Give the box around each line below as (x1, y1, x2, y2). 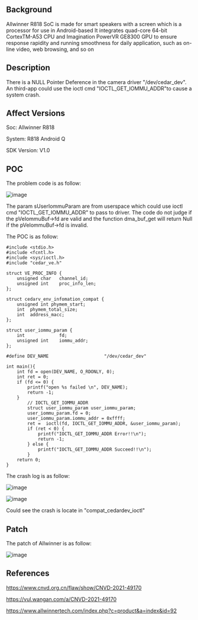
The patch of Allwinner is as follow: (6, 540, 92, 547)
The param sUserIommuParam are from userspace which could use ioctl (6, 203, 183, 210)
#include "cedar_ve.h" (6, 260, 62, 266)
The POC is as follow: (6, 233, 59, 240)
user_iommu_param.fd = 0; (27, 410, 92, 416)
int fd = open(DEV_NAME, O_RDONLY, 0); (17, 369, 115, 375)
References (6, 568, 50, 579)
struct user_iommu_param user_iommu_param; (27, 405, 136, 411)
